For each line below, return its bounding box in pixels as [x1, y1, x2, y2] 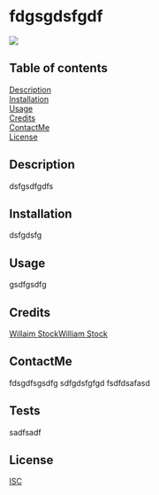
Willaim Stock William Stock [9, 328, 108, 339]
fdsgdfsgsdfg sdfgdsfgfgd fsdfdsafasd [9, 377, 150, 388]
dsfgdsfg [9, 230, 42, 240]
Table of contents [9, 60, 108, 76]
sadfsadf [9, 427, 42, 437]
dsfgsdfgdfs [9, 180, 54, 192]
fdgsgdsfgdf [9, 6, 103, 27]
